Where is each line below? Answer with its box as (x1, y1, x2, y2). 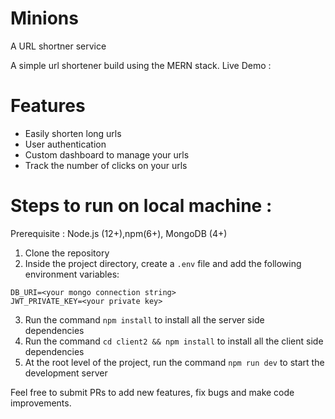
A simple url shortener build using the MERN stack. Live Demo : (10, 59, 272, 71)
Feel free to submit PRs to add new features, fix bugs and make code (10, 386, 295, 398)
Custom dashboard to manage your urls (24, 148, 190, 161)
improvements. (10, 397, 72, 409)
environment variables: (24, 268, 120, 280)
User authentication (24, 138, 107, 150)
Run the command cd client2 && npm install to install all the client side (24, 335, 324, 347)
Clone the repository (24, 247, 110, 259)
